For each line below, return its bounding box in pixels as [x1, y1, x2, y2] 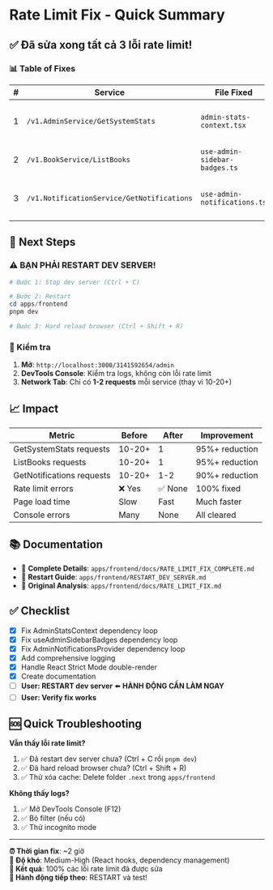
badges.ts [200, 163, 238, 172]
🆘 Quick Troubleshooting [9, 717, 143, 730]
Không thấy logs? [9, 788, 70, 798]
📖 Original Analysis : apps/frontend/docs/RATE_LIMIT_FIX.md [20, 580, 222, 590]
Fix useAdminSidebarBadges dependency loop [20, 635, 178, 644]
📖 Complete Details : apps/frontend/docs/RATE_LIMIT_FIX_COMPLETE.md [20, 563, 254, 573]
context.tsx [200, 120, 246, 130]
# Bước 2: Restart [9, 293, 71, 301]
